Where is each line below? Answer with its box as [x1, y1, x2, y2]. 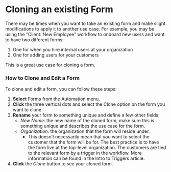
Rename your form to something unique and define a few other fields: [12, 112, 160, 118]
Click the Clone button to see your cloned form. [12, 161, 113, 167]
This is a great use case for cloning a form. [5, 62, 95, 68]
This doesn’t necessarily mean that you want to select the [28, 134, 150, 140]
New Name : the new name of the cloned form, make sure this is [20, 118, 155, 124]
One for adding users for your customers [12, 52, 99, 58]
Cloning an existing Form [5, 4, 113, 15]
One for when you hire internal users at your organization [12, 46, 133, 52]
